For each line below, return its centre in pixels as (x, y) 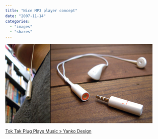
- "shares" (21, 32)
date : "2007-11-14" (26, 16)
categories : (18, 21)
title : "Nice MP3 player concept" (42, 11)
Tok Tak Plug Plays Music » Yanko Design (48, 131)
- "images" (21, 27)
